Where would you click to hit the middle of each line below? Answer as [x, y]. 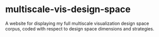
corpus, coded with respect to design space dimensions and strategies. [80, 28]
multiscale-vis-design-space [68, 9]
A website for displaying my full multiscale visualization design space [77, 23]
